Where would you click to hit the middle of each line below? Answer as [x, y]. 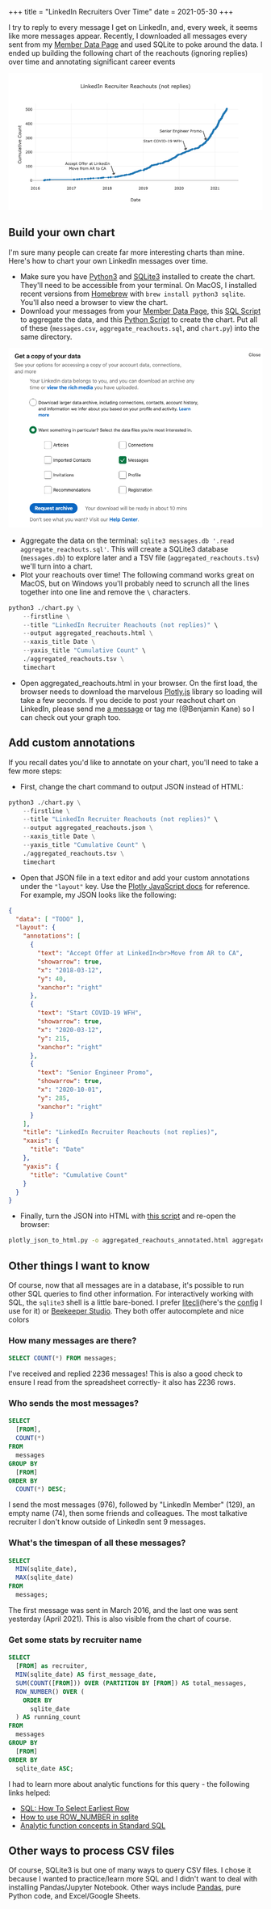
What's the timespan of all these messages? [97, 1543]
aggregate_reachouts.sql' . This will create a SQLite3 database [124, 548]
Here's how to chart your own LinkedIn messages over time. [108, 260]
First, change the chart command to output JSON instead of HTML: [131, 786]
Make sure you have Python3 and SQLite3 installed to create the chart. [138, 276]
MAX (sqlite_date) [45, 1578]
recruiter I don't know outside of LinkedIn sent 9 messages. [107, 1522]
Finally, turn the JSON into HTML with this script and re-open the [128, 1216]
